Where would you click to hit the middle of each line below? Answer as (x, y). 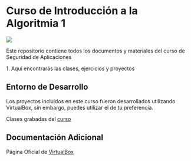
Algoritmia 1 (36, 23)
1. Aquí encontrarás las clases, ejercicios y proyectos (70, 68)
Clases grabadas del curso (39, 119)
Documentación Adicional (55, 138)
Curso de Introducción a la (72, 11)
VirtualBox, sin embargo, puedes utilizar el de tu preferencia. (80, 107)
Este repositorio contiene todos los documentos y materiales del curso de (95, 51)
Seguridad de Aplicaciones (39, 57)
